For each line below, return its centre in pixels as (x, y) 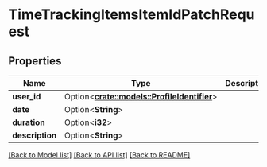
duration (29, 122)
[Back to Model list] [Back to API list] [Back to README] (99, 155)
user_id (27, 97)
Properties (35, 61)
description (35, 135)
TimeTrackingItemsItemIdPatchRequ (132, 15)
